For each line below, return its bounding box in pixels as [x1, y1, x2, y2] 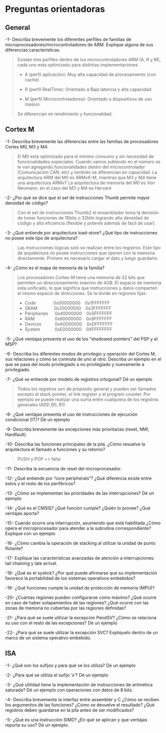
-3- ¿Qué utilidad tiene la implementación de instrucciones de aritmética [5, 681, 153, 687]
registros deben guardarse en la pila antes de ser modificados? [5, 707, 134, 713]
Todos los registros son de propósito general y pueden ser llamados [17, 386, 157, 392]
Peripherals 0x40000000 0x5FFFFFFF [24, 310, 112, 316]
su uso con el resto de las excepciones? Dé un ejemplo [5, 620, 117, 626]
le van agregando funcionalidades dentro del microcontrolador [17, 164, 145, 170]
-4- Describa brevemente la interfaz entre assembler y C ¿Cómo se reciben [5, 696, 160, 702]
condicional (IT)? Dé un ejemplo [5, 416, 70, 423]
